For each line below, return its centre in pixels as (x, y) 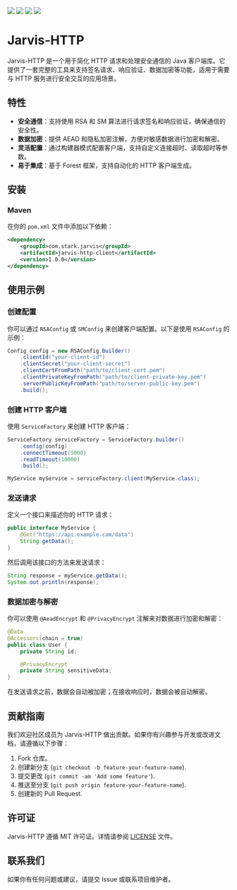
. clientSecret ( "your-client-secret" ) (75, 364)
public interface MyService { (52, 528)
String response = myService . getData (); (68, 576)
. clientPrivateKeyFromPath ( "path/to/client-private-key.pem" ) (113, 377)
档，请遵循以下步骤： (38, 743)
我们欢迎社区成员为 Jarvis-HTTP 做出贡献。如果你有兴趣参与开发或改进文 (114, 734)
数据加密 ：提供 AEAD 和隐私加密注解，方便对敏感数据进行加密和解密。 (120, 138)
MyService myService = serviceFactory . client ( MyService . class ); (104, 479)
